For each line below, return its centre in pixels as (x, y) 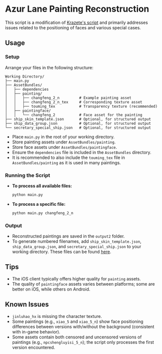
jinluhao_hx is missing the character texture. (57, 316)
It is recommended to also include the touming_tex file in (68, 157)
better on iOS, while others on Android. (51, 289)
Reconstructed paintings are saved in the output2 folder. (68, 236)
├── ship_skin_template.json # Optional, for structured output (78, 119)
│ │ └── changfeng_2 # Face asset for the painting (74, 115)
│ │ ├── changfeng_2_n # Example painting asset (68, 98)
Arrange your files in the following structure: (49, 67)
